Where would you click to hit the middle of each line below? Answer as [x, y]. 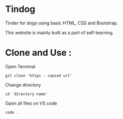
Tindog [20, 9]
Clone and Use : [39, 53]
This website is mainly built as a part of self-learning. [60, 32]
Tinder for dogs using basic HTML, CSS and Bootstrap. [61, 23]
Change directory [23, 85]
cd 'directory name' [27, 94]
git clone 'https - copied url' [39, 76]
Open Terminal [20, 66]
